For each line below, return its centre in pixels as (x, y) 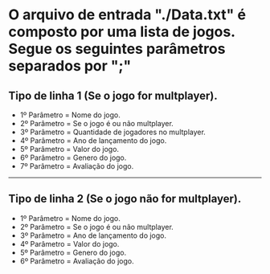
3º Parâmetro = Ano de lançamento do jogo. (93, 235)
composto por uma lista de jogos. (122, 32)
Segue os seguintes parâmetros (117, 49)
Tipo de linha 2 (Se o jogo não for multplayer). (125, 199)
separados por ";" (70, 66)
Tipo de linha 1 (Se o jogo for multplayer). (113, 95)
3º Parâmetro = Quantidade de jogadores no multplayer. (113, 132)
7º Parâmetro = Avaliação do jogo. (77, 166)
